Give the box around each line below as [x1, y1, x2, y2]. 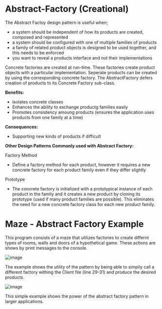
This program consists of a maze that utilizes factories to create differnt [5, 234, 149, 240]
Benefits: [5, 89, 24, 95]
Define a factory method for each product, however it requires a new [12, 162, 150, 167]
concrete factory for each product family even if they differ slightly [12, 167, 146, 173]
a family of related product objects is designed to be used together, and [12, 44, 157, 50]
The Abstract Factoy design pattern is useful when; [5, 20, 108, 25]
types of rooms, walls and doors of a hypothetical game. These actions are [5, 240, 156, 246]
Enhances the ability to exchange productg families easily [12, 104, 128, 110]
